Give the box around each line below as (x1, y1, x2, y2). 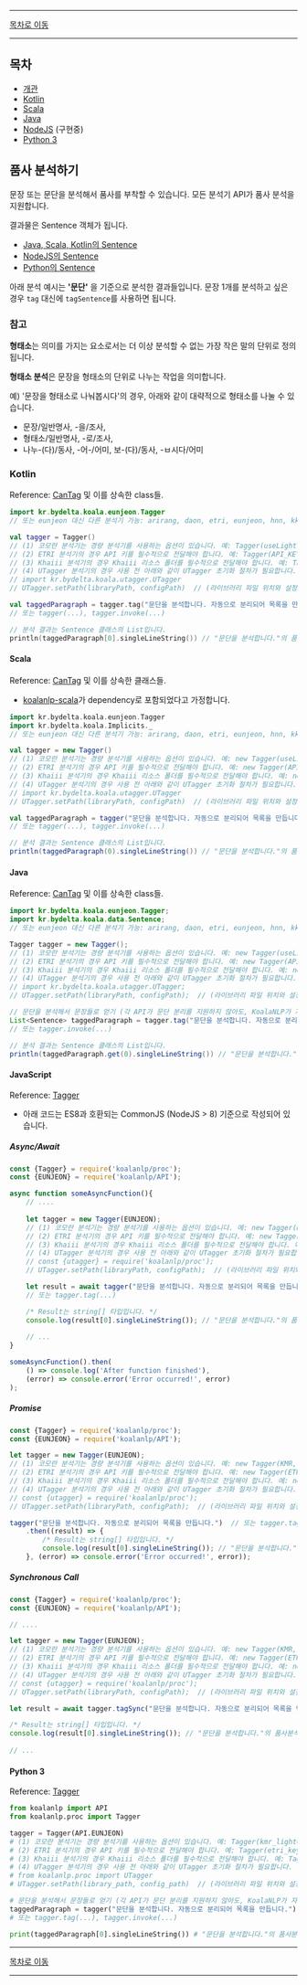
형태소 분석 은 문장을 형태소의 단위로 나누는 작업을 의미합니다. (9, 371, 227, 382)
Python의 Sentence (22, 261, 96, 272)
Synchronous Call (9, 1572, 79, 1583)
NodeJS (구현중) (22, 123, 84, 134)
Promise (9, 1403, 42, 1414)
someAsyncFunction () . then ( (9, 1358, 112, 1367)
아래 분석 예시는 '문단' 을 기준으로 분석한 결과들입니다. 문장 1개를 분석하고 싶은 (9, 281, 289, 292)
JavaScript (9, 1068, 52, 1079)
